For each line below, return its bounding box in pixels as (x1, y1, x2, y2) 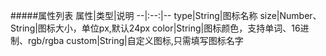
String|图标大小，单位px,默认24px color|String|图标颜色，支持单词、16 (10, 22, 301, 34)
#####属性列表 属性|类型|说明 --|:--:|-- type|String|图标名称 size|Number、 (10, 10, 322, 21)
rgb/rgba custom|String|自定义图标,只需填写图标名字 (27, 35, 244, 46)
